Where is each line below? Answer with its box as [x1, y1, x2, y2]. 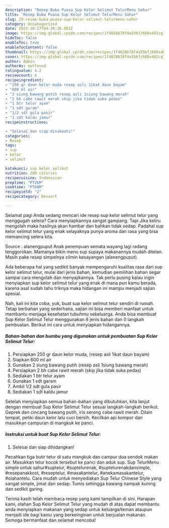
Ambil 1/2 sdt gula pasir [12, 383, 61, 389]
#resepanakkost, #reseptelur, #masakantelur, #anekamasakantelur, [5, 470, 144, 476]
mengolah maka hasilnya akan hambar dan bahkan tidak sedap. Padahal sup [5, 222, 164, 229]
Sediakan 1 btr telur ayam [12, 372, 65, 379]
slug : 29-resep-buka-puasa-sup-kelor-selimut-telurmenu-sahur [5, 17, 138, 22]
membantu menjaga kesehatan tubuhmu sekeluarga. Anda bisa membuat [5, 311, 157, 317]
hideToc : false [5, 36, 37, 41]
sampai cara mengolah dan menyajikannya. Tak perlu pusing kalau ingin [5, 274, 154, 280]
